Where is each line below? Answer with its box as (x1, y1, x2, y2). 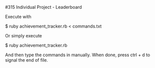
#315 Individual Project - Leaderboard (5, 4, 82, 10)
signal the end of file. (5, 57, 48, 63)
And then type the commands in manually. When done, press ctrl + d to (5, 52, 151, 58)
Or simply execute (5, 33, 42, 38)
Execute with (5, 14, 32, 19)
